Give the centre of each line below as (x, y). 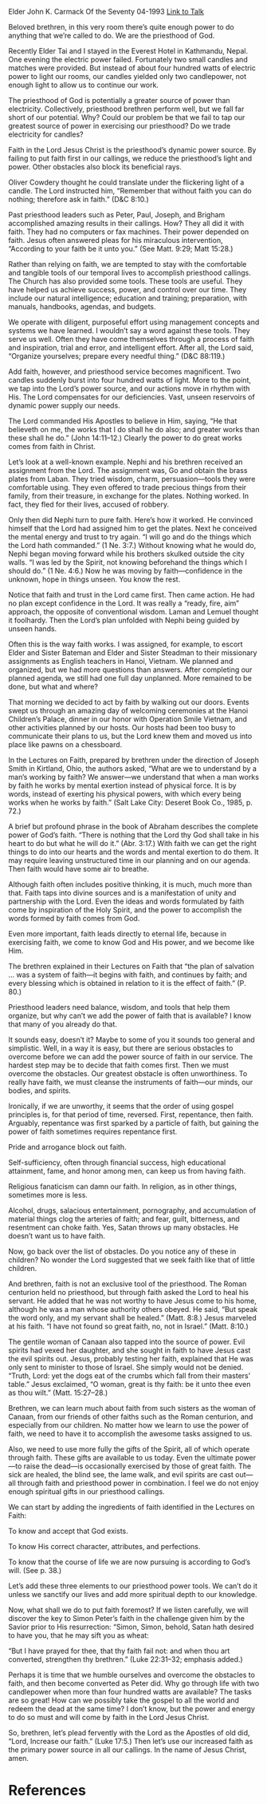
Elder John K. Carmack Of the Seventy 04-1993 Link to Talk (106, 12)
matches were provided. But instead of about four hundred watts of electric (132, 68)
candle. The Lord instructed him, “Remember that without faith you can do (130, 191)
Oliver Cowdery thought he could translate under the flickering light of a (126, 182)
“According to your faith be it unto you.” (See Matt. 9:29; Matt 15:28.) (121, 248)
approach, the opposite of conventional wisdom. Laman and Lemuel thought (133, 612)
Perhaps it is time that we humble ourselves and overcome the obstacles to (132, 1675)
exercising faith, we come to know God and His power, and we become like (132, 942)
